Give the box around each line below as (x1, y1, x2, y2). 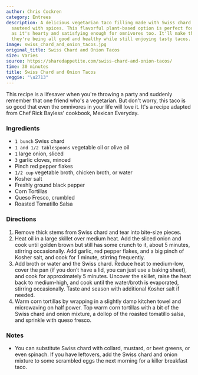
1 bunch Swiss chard (14, 138, 65, 145)
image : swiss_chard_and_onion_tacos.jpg (6, 42, 107, 48)
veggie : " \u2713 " (6, 74, 49, 80)
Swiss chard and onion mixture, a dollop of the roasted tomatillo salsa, (14, 310, 186, 317)
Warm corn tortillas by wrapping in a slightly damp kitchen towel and (14, 298, 181, 305)
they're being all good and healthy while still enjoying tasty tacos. (11, 36, 192, 42)
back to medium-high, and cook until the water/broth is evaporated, (14, 279, 179, 286)
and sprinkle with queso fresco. (14, 317, 92, 324)
